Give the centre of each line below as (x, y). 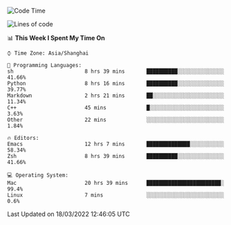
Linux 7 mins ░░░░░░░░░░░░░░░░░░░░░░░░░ (116, 195)
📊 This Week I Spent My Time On (56, 38)
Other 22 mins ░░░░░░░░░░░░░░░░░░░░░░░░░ (116, 120)
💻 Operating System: (38, 175)
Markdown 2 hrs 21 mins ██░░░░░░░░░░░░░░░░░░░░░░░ (116, 96)
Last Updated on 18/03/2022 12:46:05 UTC (68, 214)
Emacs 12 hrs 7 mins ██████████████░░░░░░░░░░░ (116, 144)
